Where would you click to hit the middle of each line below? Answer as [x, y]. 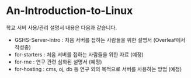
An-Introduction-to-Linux [70, 11]
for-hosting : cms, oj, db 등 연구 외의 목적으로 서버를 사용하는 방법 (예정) [98, 69]
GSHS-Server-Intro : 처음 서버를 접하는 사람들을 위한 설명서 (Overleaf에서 [100, 40]
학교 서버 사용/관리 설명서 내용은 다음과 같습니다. [62, 27]
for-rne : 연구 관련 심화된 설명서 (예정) [58, 62]
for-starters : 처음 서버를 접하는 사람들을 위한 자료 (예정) [79, 54]
